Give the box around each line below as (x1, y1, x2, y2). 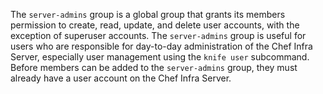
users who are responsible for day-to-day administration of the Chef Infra (10, 40, 313, 52)
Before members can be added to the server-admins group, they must (10, 62, 298, 73)
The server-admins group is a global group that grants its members (10, 9, 286, 20)
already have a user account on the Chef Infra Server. (10, 72, 232, 84)
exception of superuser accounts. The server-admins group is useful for (10, 30, 307, 41)
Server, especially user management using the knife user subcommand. (10, 51, 310, 63)
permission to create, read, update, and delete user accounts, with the (10, 19, 300, 31)
